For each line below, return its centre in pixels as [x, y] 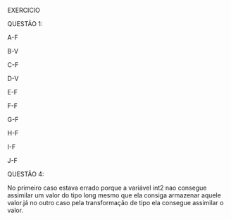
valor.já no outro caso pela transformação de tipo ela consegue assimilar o [115, 203]
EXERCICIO [24, 10]
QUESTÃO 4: [26, 174]
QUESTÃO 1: [25, 24]
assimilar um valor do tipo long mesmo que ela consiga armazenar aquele [114, 195]
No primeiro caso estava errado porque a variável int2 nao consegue [107, 188]
